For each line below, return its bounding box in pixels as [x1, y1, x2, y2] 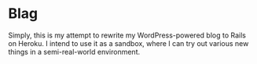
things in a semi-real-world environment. [8, 47, 140, 56]
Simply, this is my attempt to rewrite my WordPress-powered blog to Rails [8, 30, 246, 40]
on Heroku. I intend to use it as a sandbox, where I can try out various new [8, 38, 249, 48]
